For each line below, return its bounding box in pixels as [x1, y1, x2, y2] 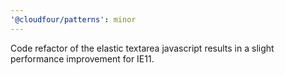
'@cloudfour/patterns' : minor [10, 14, 137, 25]
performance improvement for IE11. [10, 52, 155, 65]
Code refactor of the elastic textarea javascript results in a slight [10, 42, 275, 54]
